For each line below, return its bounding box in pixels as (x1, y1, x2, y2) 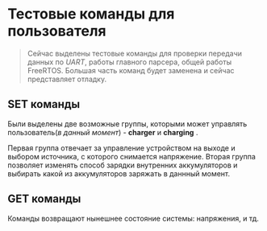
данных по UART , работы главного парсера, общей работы (27, 57, 232, 67)
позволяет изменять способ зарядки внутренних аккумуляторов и (7, 160, 238, 170)
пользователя (7, 22, 106, 40)
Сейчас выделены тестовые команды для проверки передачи (27, 48, 243, 58)
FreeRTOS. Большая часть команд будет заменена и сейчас (27, 65, 235, 75)
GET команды (7, 192, 81, 206)
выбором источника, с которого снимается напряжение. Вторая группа (7, 151, 256, 161)
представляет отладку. (27, 74, 106, 84)
